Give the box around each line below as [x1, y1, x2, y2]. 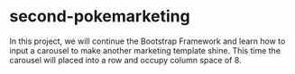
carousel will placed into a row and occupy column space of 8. [9, 54, 242, 65]
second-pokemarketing [9, 6, 191, 27]
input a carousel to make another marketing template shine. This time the [9, 45, 281, 55]
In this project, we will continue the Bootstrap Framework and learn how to [9, 36, 286, 46]
